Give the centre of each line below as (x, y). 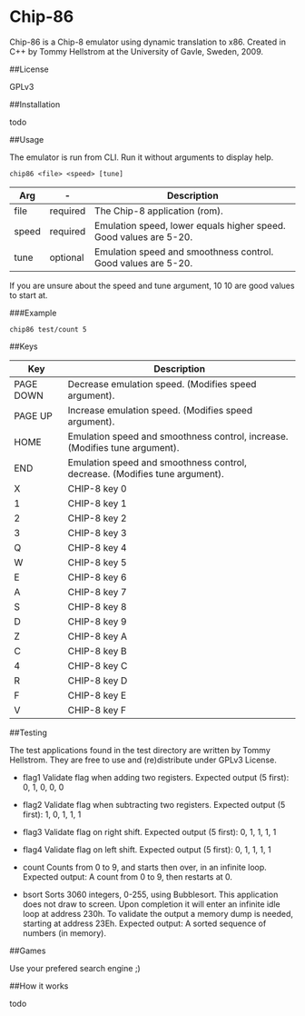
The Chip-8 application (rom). (159, 211)
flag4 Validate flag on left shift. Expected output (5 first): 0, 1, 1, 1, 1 (147, 849)
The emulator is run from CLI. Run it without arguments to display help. (142, 157)
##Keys (24, 346)
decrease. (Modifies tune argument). (146, 473)
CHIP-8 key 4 (97, 547)
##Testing (29, 732)
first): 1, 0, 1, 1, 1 (52, 814)
